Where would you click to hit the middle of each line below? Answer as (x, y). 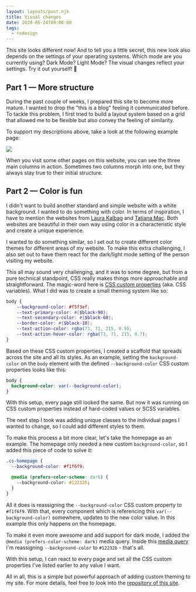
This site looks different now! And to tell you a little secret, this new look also (98, 50)
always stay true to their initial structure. (54, 173)
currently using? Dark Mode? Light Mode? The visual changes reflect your (95, 63)
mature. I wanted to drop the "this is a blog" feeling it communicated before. (98, 108)
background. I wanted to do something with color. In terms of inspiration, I (95, 212)
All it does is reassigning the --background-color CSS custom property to (94, 505)
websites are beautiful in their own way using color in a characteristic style (96, 224)
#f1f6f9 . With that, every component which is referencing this (80, 511)
